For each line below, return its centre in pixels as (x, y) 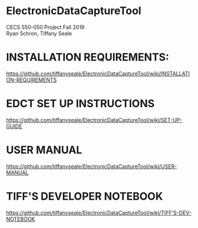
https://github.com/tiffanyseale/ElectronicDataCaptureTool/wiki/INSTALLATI (98, 73)
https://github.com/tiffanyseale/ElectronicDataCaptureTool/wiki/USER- (92, 166)
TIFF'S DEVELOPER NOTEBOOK (85, 196)
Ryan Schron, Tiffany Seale (39, 33)
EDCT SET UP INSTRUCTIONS (80, 104)
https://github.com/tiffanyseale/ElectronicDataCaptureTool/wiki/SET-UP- (94, 120)
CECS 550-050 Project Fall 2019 (45, 27)
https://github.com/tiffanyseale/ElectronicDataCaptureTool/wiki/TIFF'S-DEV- (99, 213)
